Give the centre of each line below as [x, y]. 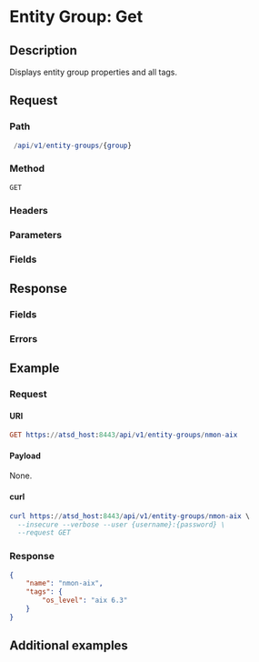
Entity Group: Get [76, 17]
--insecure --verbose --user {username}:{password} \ [121, 525]
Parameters [35, 235]
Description [43, 50]
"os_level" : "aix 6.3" [85, 601]
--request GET [44, 533]
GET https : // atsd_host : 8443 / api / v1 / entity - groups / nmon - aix [124, 435]
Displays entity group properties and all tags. [93, 72]
